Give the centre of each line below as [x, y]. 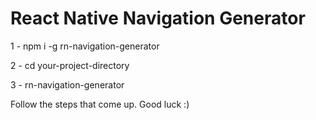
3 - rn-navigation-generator [67, 84]
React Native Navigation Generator [158, 18]
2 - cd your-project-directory [70, 65]
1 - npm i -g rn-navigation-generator [85, 46]
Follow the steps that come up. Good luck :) [100, 104]
